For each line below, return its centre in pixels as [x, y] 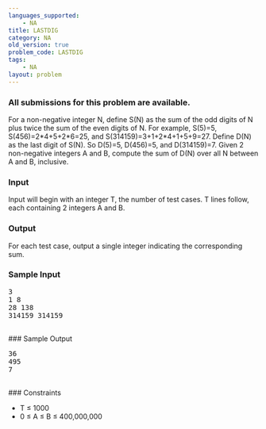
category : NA [30, 38]
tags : [17, 60]
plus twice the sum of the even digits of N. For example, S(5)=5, [112, 128]
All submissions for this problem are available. [99, 102]
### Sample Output [40, 339]
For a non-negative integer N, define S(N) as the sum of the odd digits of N [131, 119]
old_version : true [39, 45]
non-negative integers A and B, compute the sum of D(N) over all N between [133, 153]
